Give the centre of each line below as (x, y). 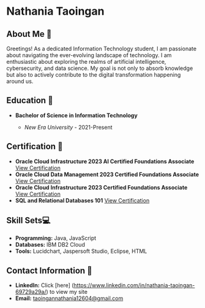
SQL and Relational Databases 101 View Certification (82, 200)
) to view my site (67, 292)
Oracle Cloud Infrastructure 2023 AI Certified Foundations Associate (105, 161)
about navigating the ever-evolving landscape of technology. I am (89, 55)
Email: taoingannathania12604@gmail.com (69, 298)
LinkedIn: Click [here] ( (44, 285)
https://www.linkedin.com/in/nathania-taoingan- (134, 285)
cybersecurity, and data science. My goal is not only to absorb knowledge (100, 68)
